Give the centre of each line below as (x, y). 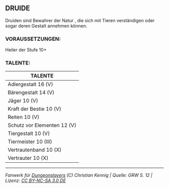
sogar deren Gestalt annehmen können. (46, 26)
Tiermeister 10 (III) (30, 142)
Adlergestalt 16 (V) (30, 84)
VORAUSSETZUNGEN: (33, 39)
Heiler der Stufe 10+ (26, 50)
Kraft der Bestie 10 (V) (34, 109)
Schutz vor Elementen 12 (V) (42, 126)
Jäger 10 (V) (23, 101)
